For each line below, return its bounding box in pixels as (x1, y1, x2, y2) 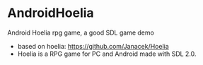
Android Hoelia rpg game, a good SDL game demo (7, 28, 154, 37)
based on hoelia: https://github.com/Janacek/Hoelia (17, 42, 170, 50)
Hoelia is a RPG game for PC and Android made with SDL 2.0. (17, 49, 197, 58)
